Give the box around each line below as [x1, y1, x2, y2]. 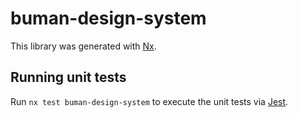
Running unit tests [10, 69, 127, 86]
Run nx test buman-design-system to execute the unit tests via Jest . [10, 95, 289, 107]
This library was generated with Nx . [10, 40, 157, 52]
